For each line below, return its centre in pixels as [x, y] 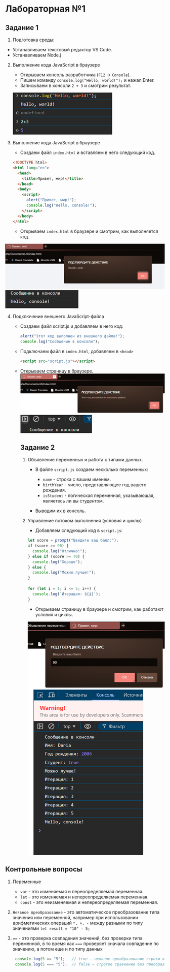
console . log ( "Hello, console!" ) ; [61, 205]
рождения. [54, 490]
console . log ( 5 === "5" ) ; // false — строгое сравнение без [80, 964]
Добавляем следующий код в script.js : [79, 530]
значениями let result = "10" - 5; [51, 928]
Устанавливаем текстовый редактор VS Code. [62, 50]
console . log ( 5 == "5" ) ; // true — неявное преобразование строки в [90, 959]
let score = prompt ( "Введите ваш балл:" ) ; [73, 541]
